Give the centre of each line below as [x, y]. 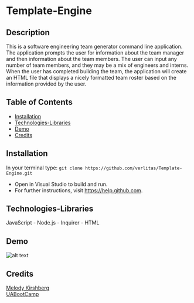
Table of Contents [40, 102]
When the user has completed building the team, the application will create [96, 71]
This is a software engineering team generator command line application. [94, 46]
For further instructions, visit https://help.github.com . [79, 190]
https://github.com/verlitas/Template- [134, 168]
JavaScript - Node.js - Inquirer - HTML [53, 223]
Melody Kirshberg [28, 288]
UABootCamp [23, 294]
